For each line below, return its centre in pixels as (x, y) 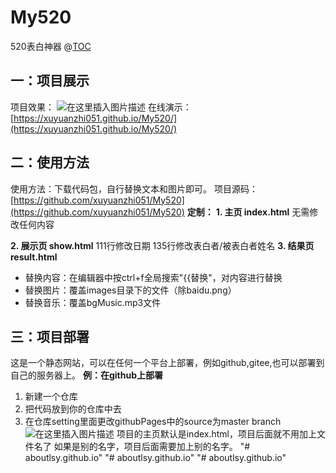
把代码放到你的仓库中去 (73, 409)
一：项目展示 (50, 81)
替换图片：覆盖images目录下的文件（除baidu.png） (130, 290)
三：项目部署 (50, 336)
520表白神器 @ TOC (51, 46)
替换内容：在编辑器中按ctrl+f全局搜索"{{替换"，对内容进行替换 (153, 277)
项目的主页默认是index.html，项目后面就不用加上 (217, 434)
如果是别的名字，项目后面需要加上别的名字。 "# (152, 447)
